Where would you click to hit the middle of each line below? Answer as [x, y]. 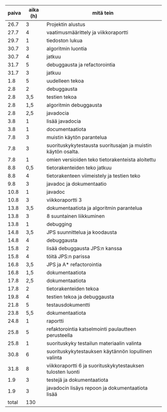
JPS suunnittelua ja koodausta [82, 232]
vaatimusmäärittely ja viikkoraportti [87, 33]
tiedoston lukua [65, 40]
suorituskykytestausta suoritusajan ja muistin [99, 145]
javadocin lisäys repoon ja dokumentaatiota [97, 388]
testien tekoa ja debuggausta [80, 297]
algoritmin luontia [67, 48]
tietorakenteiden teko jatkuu [79, 168]
